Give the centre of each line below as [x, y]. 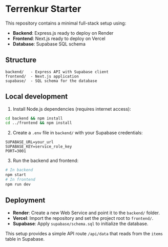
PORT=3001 [16, 151]
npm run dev [18, 184]
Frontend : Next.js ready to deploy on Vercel [59, 38]
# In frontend [20, 180]
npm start [16, 175]
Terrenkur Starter [43, 9]
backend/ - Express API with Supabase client [57, 72]
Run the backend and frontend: [46, 161]
